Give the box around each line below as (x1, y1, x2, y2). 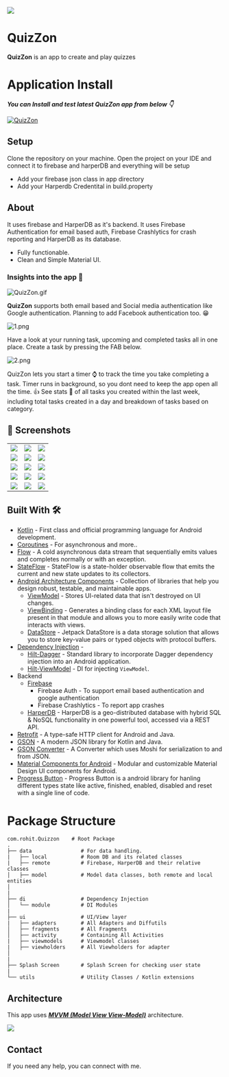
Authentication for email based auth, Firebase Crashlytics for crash (7, 227, 197, 236)
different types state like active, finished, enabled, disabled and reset (16, 781, 213, 790)
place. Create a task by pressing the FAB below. (7, 342, 142, 351)
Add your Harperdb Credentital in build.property (16, 182, 153, 190)
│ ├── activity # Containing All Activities (7, 932, 165, 939)
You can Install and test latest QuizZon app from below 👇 (7, 100, 173, 108)
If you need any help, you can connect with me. (7, 1062, 142, 1070)
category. (7, 404, 34, 412)
